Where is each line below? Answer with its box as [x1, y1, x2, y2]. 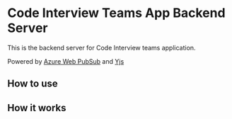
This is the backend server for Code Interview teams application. [7, 43, 196, 52]
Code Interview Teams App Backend [7, 5, 226, 21]
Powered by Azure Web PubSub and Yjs [7, 57, 124, 65]
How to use [7, 78, 58, 90]
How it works [7, 101, 66, 114]
